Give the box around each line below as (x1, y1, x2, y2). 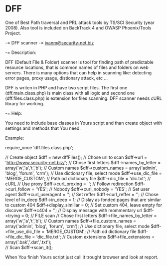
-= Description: (5, 49, 36, 55)
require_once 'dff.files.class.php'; (5, 144, 74, 150)
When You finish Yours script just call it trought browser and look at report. (5, 254, 159, 260)
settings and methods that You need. (5, 125, 81, 131)
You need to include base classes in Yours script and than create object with (5, 120, 163, 126)
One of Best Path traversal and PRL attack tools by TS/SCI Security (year (5, 19, 155, 25)
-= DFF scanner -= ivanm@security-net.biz (5, 39, 94, 45)
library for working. (5, 100, 45, 106)
